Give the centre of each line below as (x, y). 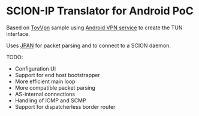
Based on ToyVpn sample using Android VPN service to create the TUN (94, 28)
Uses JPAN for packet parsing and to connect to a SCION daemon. (89, 45)
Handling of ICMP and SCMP (50, 100)
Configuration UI (35, 68)
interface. (18, 33)
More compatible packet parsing (55, 87)
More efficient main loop (45, 81)
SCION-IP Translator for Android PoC (100, 11)
